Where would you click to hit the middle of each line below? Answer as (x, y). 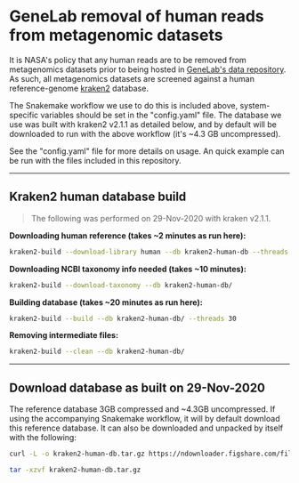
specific (24, 115)
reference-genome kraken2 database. (79, 88)
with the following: (43, 438)
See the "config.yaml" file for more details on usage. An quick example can (147, 151)
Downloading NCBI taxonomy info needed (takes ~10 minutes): (128, 269)
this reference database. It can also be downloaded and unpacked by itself (146, 428)
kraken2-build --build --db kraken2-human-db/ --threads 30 (123, 318)
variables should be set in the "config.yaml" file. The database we (161, 115)
